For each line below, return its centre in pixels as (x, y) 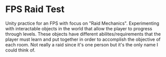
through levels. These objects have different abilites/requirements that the (83, 34)
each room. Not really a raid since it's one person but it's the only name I (82, 44)
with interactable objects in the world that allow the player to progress (79, 28)
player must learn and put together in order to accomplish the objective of (83, 39)
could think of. (20, 50)
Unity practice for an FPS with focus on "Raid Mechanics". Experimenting (82, 23)
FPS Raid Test (35, 9)
